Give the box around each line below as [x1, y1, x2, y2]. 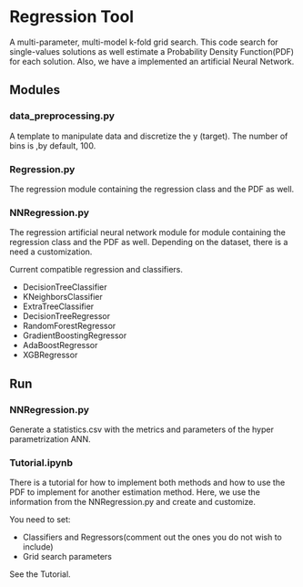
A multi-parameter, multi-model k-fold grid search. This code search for [9, 36, 279, 47]
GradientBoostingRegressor [22, 330, 127, 341]
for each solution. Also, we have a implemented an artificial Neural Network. [9, 56, 295, 67]
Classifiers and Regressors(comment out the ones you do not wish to [22, 531, 282, 543]
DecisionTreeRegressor [22, 311, 111, 322]
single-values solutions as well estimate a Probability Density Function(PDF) [9, 46, 294, 57]
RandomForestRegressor [22, 321, 116, 332]
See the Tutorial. [9, 569, 71, 580]
